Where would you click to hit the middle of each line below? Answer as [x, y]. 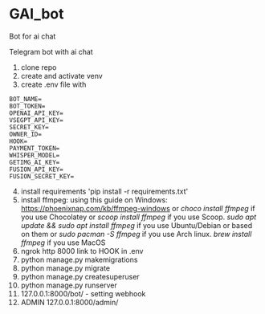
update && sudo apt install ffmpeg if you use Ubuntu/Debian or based [137, 225]
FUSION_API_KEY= [36, 169]
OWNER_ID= [26, 134]
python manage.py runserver [69, 285]
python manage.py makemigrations [79, 259]
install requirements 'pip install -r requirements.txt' [104, 191]
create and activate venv [61, 75]
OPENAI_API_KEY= [36, 113]
